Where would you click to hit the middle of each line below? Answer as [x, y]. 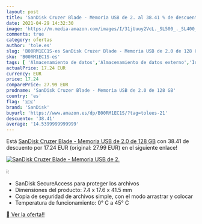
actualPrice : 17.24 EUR [36, 68]
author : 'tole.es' [29, 46]
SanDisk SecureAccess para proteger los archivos [77, 184]
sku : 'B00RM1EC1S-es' [33, 57]
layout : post [23, 12]
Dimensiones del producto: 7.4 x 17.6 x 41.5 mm [73, 190]
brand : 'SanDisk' [28, 107]
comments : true [25, 34]
